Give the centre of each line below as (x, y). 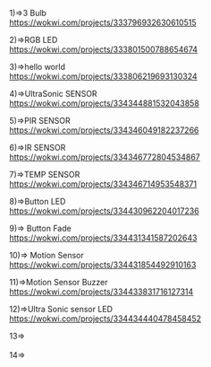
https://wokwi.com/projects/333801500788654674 (104, 49)
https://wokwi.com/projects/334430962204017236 (104, 211)
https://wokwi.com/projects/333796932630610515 (103, 22)
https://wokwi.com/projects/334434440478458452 (105, 319)
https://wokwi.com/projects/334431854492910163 (103, 265)
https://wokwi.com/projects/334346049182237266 (104, 130)
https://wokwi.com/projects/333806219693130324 (104, 76)
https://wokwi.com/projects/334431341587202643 (103, 238)
